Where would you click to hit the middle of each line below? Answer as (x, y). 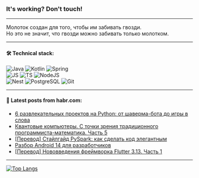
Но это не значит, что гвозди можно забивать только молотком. (88, 34)
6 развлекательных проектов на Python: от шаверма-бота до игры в (101, 113)
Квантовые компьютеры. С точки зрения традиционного (86, 126)
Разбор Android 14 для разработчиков (63, 145)
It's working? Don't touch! (44, 9)
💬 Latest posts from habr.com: (44, 100)
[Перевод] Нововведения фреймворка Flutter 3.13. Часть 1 (88, 151)
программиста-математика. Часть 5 (61, 132)
